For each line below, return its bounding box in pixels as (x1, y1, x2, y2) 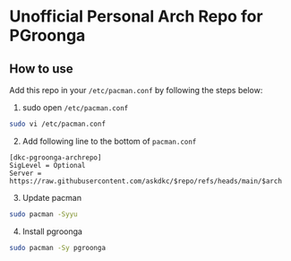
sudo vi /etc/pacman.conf (9, 119, 106, 128)
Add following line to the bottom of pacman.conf (21, 135, 197, 146)
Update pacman (21, 192, 82, 203)
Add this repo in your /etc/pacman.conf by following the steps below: (9, 85, 263, 95)
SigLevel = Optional (9, 161, 87, 170)
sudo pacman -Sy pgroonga (9, 243, 106, 252)
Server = (9, 169, 42, 178)
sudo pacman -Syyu (9, 209, 78, 219)
